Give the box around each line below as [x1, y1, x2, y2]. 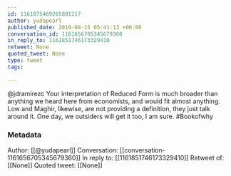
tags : [7, 63, 24, 71]
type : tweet [7, 57, 43, 64]
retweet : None [7, 43, 50, 51]
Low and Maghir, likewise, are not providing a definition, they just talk [7, 104, 210, 113]
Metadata [7, 130, 41, 140]
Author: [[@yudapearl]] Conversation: [7, 145, 119, 154]
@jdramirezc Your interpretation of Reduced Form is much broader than [7, 89, 218, 98]
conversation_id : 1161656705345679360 [7, 30, 123, 38]
